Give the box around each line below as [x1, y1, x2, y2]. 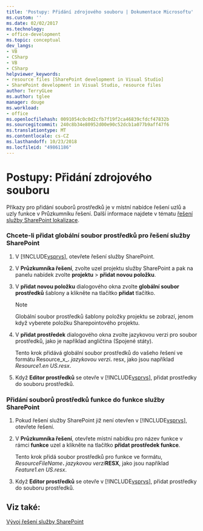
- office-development [6, 32, 61, 38]
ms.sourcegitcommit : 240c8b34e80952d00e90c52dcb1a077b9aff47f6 [6, 122, 170, 128]
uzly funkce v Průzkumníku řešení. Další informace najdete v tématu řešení [6, 210, 193, 217]
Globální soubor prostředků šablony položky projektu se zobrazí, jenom [15, 313, 194, 320]
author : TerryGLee [6, 88, 53, 94]
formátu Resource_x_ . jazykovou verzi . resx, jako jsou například [15, 356, 175, 363]
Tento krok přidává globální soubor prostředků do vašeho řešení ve [15, 349, 183, 356]
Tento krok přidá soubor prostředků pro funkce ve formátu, [15, 453, 162, 461]
